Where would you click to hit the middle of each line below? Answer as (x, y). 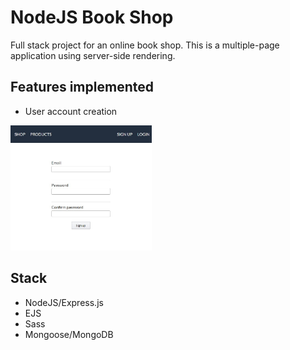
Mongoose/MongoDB (69, 334)
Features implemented (82, 87)
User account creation (71, 111)
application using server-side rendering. (93, 55)
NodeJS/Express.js (64, 302)
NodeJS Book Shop (92, 17)
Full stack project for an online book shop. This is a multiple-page (145, 45)
